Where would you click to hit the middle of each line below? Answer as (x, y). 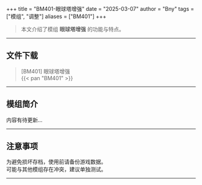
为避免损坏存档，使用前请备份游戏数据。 (56, 162)
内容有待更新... (25, 120)
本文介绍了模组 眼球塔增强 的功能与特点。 (72, 29)
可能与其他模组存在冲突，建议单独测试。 (56, 169)
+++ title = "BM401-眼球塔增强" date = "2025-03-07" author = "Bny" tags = (100, 9)
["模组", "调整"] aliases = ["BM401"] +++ (56, 16)
